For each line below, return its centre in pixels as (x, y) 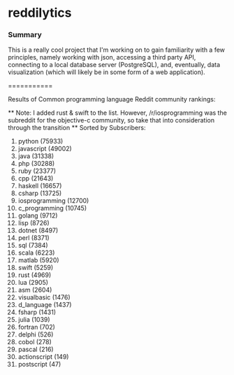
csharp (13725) (40, 193)
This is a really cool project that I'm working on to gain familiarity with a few (117, 50)
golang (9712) (38, 215)
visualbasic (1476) (44, 297)
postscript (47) (39, 365)
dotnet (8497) (38, 231)
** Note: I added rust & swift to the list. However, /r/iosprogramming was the (118, 113)
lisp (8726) (34, 223)
